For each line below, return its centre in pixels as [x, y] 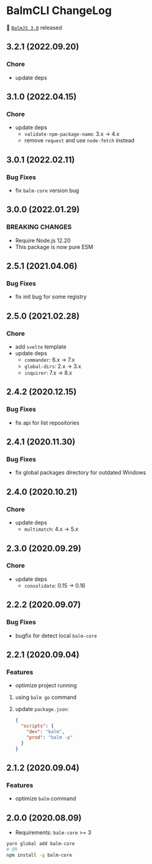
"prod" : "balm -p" [50, 737]
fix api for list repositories [47, 423]
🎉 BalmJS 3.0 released [34, 28]
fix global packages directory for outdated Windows [81, 473]
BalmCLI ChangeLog [59, 11]
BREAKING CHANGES [39, 227]
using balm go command [46, 697]
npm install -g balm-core [39, 855]
